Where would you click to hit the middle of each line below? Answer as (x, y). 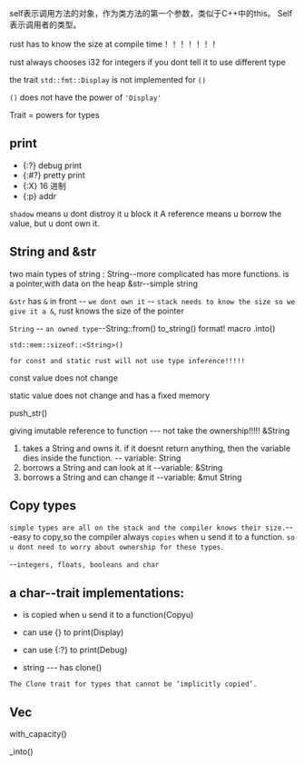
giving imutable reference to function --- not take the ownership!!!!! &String (150, 431)
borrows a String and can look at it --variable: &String (123, 467)
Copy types (43, 506)
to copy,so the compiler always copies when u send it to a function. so (164, 537)
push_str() (29, 412)
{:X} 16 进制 (44, 185)
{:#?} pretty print (54, 174)
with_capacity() (38, 734)
